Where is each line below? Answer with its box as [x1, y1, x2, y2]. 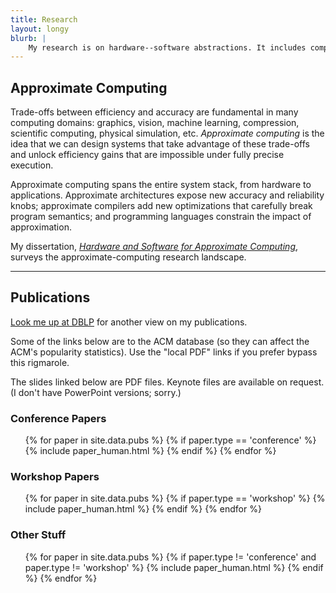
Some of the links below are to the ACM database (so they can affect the [10, 335, 310, 347]
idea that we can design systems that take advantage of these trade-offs [10, 138, 311, 150]
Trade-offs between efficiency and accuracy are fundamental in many [10, 106, 299, 118]
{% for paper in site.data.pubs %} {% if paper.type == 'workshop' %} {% [24, 492, 326, 505]
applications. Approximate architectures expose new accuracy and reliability [10, 189, 325, 201]
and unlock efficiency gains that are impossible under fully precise [10, 149, 285, 161]
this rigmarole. [10, 356, 70, 368]
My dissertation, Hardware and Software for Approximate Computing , [10, 241, 299, 253]
